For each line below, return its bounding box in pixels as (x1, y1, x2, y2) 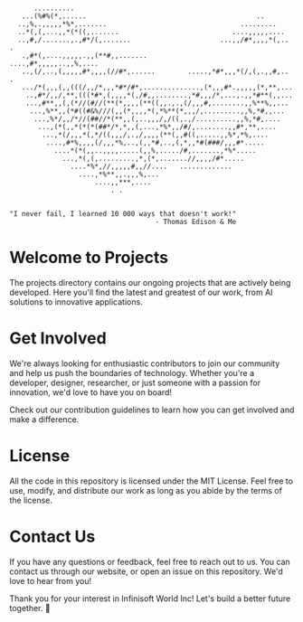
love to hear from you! (9, 575, 92, 586)
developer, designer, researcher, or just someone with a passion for (9, 377, 260, 388)
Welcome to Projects (9, 248, 169, 268)
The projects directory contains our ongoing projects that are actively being (9, 277, 291, 287)
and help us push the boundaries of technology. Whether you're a (9, 367, 255, 378)
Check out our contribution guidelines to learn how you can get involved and (9, 404, 295, 415)
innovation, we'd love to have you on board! (9, 386, 173, 398)
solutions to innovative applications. (9, 296, 143, 307)
